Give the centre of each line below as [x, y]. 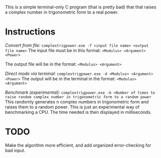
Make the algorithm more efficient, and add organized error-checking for [78, 145]
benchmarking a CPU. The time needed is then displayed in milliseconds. [79, 112]
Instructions [30, 32]
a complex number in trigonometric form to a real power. [62, 12]
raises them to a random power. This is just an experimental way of [72, 107]
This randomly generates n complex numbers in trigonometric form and [77, 102]
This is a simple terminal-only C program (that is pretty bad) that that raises [81, 7]
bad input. [15, 150]
